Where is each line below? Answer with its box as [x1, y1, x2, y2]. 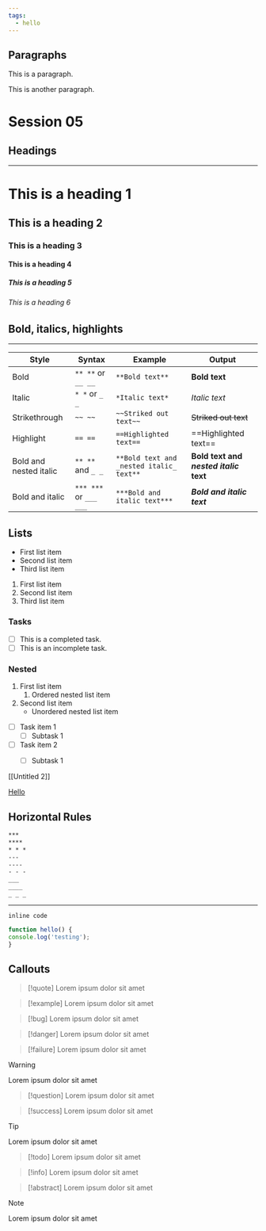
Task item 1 [19, 722, 57, 732]
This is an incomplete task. [19, 643, 108, 652]
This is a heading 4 [8, 259, 72, 270]
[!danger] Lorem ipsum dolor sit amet [27, 1030, 150, 1039]
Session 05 [8, 113, 84, 131]
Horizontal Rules [8, 810, 92, 824]
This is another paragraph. [8, 85, 95, 94]
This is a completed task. [19, 634, 101, 644]
